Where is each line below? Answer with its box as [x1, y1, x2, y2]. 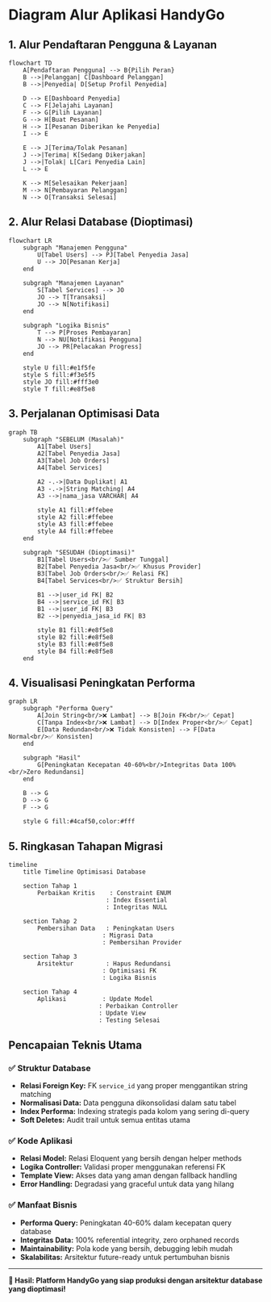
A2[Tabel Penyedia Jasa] [37, 450, 121, 458]
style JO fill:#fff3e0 [23, 378, 99, 386]
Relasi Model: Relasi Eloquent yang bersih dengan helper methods [19, 1153, 242, 1163]
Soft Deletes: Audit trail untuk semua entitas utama [19, 1115, 191, 1124]
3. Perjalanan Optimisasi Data [8, 407, 160, 421]
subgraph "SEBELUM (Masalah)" [23, 435, 125, 443]
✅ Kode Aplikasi [8, 1135, 73, 1146]
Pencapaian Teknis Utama [8, 1038, 143, 1052]
